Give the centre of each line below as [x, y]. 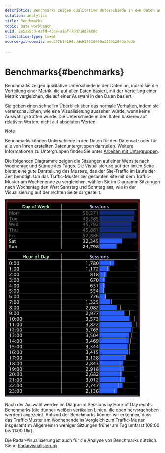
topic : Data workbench [28, 26]
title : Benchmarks [24, 21]
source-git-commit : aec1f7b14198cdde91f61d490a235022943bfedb [70, 42]
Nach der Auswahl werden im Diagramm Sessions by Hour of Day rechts [79, 404]
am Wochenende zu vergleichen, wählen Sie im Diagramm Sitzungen [90, 182]
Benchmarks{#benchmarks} [65, 72]
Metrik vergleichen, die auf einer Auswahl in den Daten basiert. [69, 96]
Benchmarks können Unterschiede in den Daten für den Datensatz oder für [81, 140]
